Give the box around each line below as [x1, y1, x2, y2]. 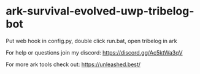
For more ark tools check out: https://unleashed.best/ [6, 61, 141, 68]
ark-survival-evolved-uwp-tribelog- [6, 4, 194, 18]
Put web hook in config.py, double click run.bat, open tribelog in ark [6, 37, 177, 44]
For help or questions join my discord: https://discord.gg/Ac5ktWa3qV [6, 49, 183, 56]
